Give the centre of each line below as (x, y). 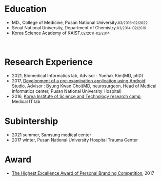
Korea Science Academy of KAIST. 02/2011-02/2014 (61, 33)
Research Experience (49, 62)
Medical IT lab (26, 101)
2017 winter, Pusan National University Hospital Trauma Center (75, 140)
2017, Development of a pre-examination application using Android (79, 80)
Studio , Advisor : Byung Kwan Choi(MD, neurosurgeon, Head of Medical (84, 86)
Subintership (31, 121)
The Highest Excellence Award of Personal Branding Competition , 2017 (83, 173)
